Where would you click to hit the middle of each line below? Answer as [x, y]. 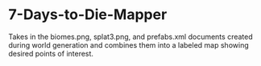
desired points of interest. [51, 53]
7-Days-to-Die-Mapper [88, 15]
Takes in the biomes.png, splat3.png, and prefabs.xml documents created [131, 37]
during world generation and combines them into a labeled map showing [128, 45]
